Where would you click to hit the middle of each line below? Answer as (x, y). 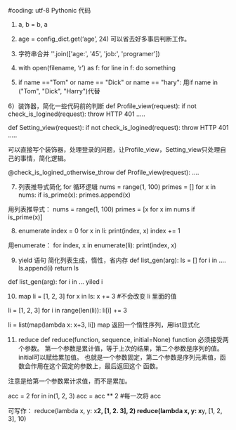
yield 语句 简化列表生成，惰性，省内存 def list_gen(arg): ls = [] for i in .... (122, 260)
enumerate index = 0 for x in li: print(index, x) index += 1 (99, 231)
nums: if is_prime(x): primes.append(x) (74, 195)
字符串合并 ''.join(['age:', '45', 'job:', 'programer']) (89, 54)
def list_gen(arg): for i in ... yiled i (55, 282)
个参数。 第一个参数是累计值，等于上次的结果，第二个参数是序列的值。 (120, 348)
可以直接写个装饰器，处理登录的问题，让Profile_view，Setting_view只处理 (114, 149)
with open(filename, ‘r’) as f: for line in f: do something (97, 68)
